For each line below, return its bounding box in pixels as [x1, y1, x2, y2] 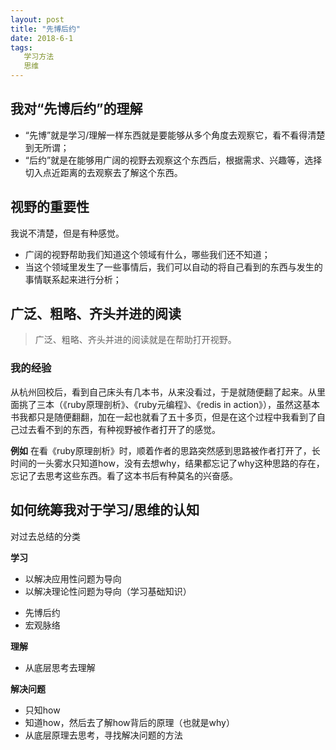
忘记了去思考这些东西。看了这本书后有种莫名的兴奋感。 [10, 469, 238, 481]
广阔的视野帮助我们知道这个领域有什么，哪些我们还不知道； [24, 248, 271, 260]
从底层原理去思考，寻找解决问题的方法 [24, 729, 183, 741]
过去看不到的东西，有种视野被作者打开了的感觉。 [18, 423, 221, 435]
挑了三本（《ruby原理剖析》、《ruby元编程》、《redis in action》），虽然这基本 [18, 398, 321, 410]
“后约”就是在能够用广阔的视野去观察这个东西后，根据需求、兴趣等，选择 [24, 154, 323, 166]
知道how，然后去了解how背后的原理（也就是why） [24, 716, 235, 728]
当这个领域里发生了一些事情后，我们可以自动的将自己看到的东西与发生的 [24, 261, 323, 273]
